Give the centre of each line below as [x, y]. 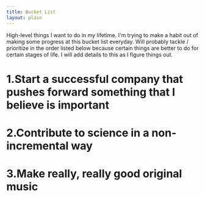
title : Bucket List [31, 12]
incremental [38, 145]
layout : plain [24, 18]
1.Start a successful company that [95, 79]
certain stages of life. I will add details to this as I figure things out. [90, 54]
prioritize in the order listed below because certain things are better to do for [103, 48]
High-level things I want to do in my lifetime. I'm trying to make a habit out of [102, 35]
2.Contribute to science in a [78, 133]
